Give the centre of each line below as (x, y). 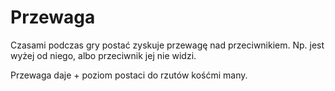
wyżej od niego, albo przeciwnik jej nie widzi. (103, 55)
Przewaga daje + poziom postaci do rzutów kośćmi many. (129, 75)
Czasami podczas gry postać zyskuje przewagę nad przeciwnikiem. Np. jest (167, 45)
